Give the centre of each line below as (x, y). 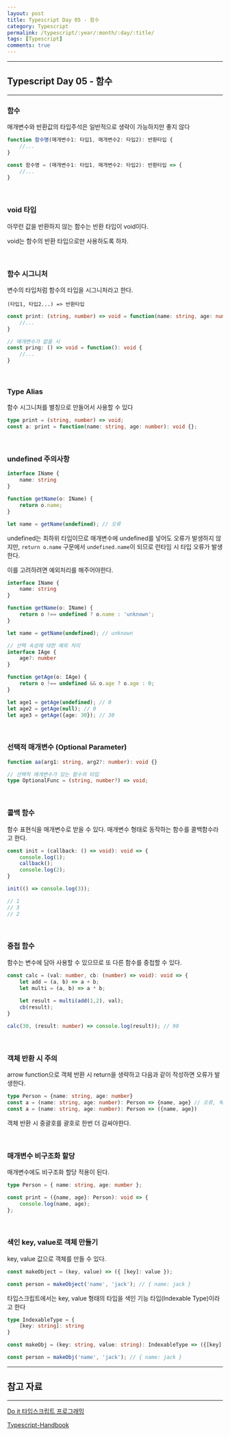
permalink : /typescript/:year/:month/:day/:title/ (81, 33)
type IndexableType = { (41, 1320)
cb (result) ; (36, 1007)
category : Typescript (38, 26)
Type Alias (25, 391)
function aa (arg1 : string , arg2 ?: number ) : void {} (82, 762)
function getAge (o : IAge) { (47, 677)
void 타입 (22, 210)
